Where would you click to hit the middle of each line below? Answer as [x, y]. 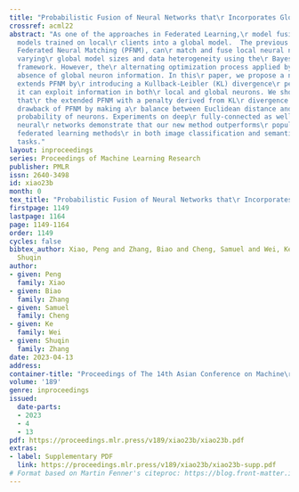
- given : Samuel [39, 307]
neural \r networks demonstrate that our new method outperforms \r [143, 126]
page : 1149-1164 [39, 225]
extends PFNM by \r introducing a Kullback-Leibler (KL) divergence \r [149, 84]
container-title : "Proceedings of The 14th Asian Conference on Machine [147, 374]
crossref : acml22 [41, 26]
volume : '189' [36, 382]
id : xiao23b [31, 184]
